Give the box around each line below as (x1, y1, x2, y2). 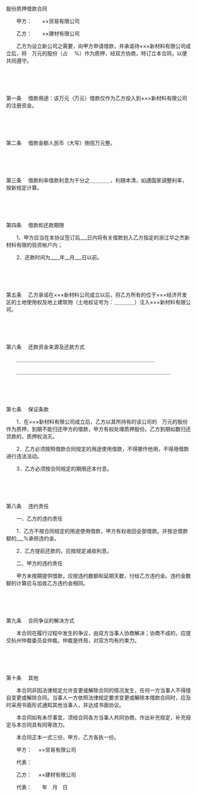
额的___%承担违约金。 (6, 535, 60, 542)
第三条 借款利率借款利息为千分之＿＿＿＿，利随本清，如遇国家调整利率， (6, 177, 188, 184)
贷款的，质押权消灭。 (6, 433, 57, 440)
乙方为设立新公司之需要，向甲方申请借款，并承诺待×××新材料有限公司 (16, 43, 186, 49)
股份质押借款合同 (6, 5, 47, 12)
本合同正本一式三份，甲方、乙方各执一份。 (16, 734, 117, 741)
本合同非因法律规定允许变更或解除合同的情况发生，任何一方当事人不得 (16, 687, 186, 694)
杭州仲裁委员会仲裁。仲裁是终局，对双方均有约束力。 (11, 637, 140, 644)
